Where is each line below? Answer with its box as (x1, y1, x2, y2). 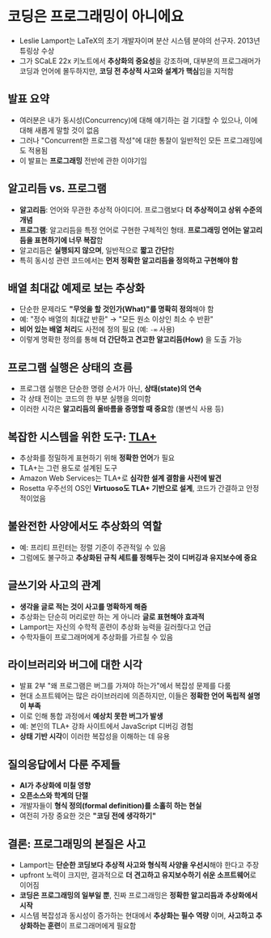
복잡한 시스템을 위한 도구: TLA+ (7, 430, 157, 444)
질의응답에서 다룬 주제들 (7, 757, 121, 771)
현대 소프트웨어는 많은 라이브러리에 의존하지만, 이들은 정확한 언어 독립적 (19, 691, 246, 701)
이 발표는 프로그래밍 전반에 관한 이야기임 (19, 156, 147, 165)
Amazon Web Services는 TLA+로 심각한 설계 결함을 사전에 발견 (19, 473, 222, 483)
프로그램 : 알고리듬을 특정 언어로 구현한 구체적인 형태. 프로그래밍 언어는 (19, 224, 242, 235)
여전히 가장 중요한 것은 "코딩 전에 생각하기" (19, 811, 157, 821)
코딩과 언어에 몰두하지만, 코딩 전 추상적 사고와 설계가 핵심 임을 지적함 (19, 66, 234, 75)
